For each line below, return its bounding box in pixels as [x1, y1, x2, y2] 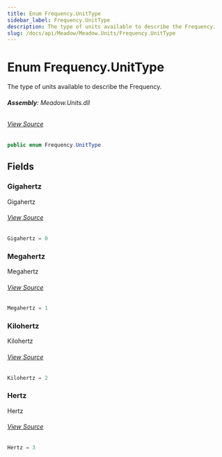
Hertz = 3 [7, 444, 36, 451]
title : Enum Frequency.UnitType [7, 10, 101, 17]
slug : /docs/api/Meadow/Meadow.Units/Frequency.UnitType [7, 29, 176, 37]
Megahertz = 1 [7, 305, 49, 312]
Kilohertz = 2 [7, 374, 49, 381]
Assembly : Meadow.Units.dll [7, 98, 90, 106]
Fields [7, 161, 35, 173]
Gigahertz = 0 [7, 234, 49, 242]
